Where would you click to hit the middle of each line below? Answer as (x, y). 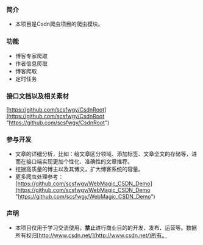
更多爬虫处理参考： (39, 177)
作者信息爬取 (31, 63)
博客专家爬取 (31, 55)
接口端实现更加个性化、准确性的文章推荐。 (79, 162)
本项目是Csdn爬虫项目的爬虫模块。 (59, 24)
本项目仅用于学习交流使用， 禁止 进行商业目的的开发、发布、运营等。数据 (106, 228)
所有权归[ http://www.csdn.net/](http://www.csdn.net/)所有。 (91, 235)
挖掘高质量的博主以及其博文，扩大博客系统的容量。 (79, 169)
